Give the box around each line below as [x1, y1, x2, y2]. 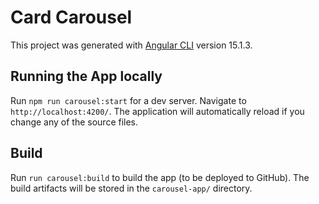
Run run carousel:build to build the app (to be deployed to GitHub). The [10, 171, 310, 183]
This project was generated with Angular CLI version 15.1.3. [10, 39, 253, 51]
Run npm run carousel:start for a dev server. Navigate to [10, 94, 247, 106]
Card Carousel [10, 6, 133, 29]
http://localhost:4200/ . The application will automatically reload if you [10, 105, 305, 117]
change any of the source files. [10, 116, 139, 128]
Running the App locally [10, 68, 163, 85]
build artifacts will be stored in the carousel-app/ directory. [10, 182, 253, 194]
